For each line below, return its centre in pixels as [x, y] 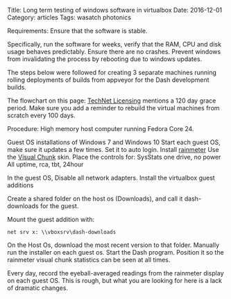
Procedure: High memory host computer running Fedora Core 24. [101, 129]
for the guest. [60, 206]
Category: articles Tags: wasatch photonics [69, 17]
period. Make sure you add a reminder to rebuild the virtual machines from [113, 108]
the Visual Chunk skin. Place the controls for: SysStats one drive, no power [114, 157]
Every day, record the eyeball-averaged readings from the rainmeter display [115, 273]
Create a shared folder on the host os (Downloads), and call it [95, 198]
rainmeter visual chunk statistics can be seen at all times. [89, 260]
